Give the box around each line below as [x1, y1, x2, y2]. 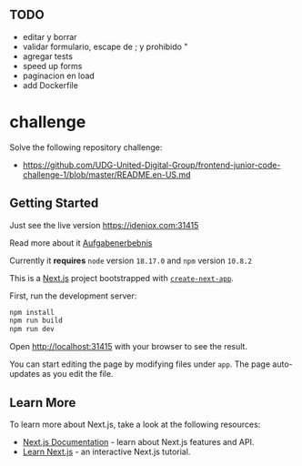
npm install [9, 308, 55, 317]
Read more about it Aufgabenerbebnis [9, 237, 153, 248]
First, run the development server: [9, 290, 137, 301]
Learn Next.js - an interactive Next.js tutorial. [22, 446, 191, 457]
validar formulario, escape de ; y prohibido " [22, 41, 188, 52]
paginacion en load [22, 70, 96, 81]
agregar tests [22, 50, 73, 62]
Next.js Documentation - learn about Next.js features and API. [22, 437, 255, 447]
